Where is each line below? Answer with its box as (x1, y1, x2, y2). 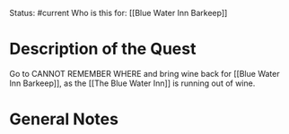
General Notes (9, 109, 119, 130)
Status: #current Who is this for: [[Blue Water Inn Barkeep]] (9, 8, 228, 18)
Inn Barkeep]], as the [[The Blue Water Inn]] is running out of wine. (9, 78, 256, 88)
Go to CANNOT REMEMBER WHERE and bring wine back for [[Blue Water (9, 68, 280, 79)
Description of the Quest (9, 39, 197, 59)
